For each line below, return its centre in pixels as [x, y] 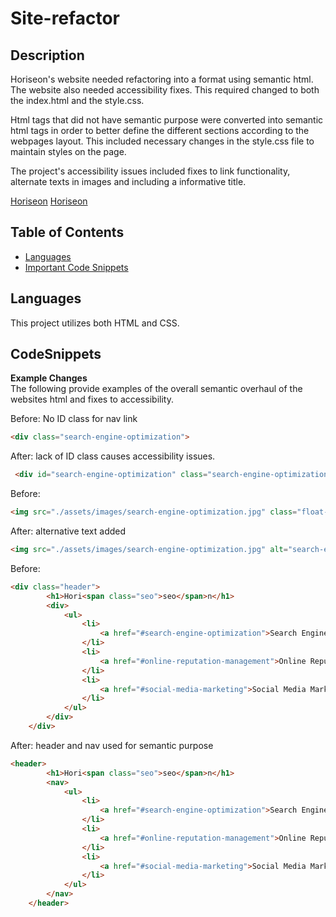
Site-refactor [65, 18]
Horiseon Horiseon [49, 201]
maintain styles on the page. [68, 151]
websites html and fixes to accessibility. [92, 399]
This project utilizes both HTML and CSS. [95, 323]
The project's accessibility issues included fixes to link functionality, [150, 171]
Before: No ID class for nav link [74, 419]
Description [47, 55]
